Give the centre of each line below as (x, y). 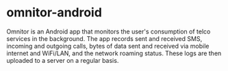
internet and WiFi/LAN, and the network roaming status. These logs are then (114, 53)
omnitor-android (54, 13)
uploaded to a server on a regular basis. (63, 60)
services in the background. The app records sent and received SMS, (104, 38)
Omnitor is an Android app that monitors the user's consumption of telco (109, 31)
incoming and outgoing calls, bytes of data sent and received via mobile (108, 46)
